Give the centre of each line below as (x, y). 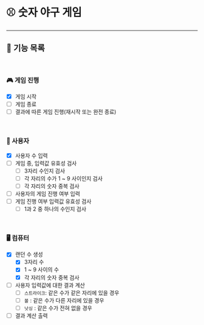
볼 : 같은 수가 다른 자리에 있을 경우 (64, 300)
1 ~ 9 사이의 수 (42, 270)
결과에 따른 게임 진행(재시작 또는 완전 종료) (66, 112)
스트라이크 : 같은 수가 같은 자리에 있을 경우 (72, 293)
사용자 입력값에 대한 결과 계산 (50, 285)
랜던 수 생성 (29, 254)
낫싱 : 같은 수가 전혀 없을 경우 (58, 308)
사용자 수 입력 (31, 155)
